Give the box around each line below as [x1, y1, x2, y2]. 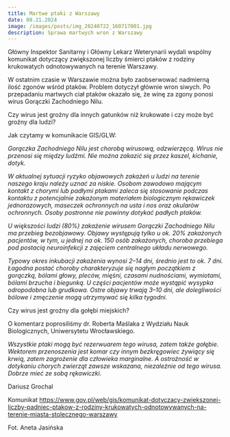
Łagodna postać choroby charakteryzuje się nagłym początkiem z [8, 264, 196, 272]
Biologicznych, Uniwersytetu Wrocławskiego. [8, 327, 136, 335]
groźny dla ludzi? [8, 118, 56, 127]
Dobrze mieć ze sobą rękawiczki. [8, 369, 102, 378]
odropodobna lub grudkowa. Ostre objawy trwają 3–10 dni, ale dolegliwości [8, 286, 222, 294]
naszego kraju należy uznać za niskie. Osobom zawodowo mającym [8, 179, 202, 188]
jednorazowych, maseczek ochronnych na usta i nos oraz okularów [8, 201, 199, 209]
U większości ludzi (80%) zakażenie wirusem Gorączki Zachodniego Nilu [8, 222, 215, 230]
